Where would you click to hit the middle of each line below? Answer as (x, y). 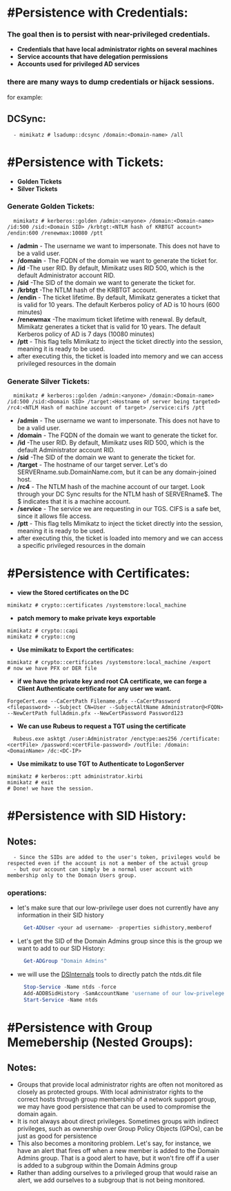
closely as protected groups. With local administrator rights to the (110, 1091)
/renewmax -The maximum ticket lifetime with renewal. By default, (112, 319)
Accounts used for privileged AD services (78, 64)
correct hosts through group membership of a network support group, (117, 1099)
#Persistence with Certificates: (99, 574)
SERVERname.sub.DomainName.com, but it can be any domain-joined (117, 472)
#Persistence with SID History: (97, 816)
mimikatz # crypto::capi (43, 631)
